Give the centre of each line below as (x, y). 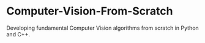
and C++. (18, 34)
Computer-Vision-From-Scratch (90, 11)
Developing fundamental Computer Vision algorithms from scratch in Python (102, 28)
